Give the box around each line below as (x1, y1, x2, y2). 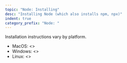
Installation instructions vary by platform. (5, 34, 87, 40)
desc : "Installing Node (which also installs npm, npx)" (5, 12, 123, 16)
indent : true (5, 16, 32, 21)
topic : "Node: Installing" (5, 7, 60, 12)
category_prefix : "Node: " (5, 20, 60, 26)
